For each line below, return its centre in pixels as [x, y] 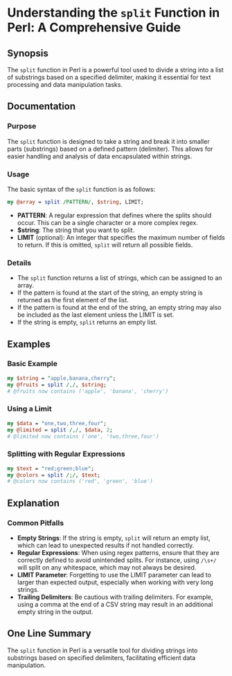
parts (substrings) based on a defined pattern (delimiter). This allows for [110, 149]
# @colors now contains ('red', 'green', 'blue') [80, 481]
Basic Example [32, 364]
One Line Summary [49, 634]
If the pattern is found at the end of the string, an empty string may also [119, 308]
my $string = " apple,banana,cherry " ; [62, 378]
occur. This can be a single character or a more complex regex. [108, 222]
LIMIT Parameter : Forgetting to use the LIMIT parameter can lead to [114, 575]
